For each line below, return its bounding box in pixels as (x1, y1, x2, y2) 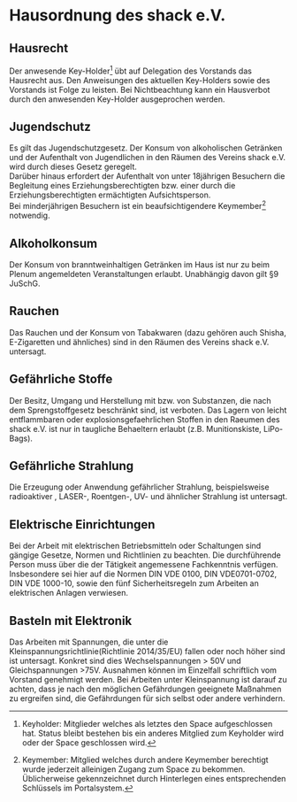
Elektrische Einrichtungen (9, 517, 156, 532)
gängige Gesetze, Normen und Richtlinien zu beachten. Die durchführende (9, 550, 281, 560)
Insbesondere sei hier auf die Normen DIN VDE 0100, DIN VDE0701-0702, (9, 568, 278, 580)
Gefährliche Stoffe (9, 372, 113, 387)
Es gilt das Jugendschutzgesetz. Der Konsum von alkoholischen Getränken (9, 143, 283, 153)
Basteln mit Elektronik (9, 613, 133, 628)
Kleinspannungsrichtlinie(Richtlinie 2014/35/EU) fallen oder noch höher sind (9, 646, 286, 656)
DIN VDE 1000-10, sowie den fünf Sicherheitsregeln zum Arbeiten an (9, 578, 259, 589)
